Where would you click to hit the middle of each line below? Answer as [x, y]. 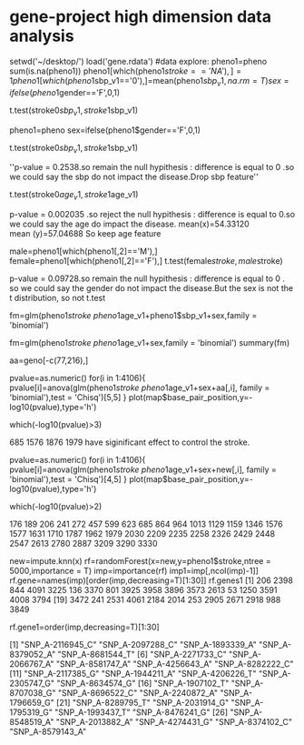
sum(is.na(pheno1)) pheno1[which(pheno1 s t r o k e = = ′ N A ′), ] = [126, 71]
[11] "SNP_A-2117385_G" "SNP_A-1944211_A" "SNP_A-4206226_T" [133, 674]
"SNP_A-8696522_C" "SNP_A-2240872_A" [137, 693]
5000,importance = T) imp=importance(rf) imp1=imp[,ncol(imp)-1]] [134, 571]
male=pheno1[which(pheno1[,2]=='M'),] [83, 251]
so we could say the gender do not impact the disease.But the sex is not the [151, 288]
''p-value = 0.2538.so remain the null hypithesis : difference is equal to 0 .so [152, 167]
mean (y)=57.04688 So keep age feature [85, 234]
